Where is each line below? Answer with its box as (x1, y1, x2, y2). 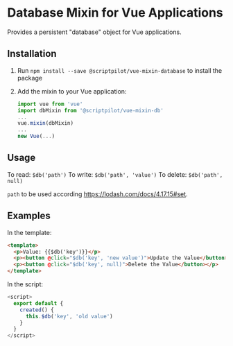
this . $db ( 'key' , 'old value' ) (25, 313, 113, 320)
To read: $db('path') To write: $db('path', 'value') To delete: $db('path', (7, 170, 223, 178)
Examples (7, 210, 51, 222)
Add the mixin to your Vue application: (17, 87, 127, 95)
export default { (13, 300, 64, 306)
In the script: (7, 280, 44, 288)
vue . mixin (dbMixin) (17, 120, 74, 127)
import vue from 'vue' (17, 101, 83, 107)
